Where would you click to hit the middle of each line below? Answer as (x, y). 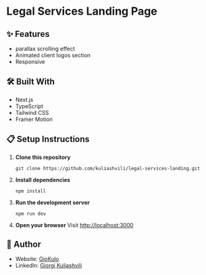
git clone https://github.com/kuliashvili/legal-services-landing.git (108, 168)
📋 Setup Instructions (48, 139)
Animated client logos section (53, 55)
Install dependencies (43, 180)
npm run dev (30, 214)
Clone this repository (43, 157)
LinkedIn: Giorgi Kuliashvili (49, 266)
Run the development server (53, 202)
